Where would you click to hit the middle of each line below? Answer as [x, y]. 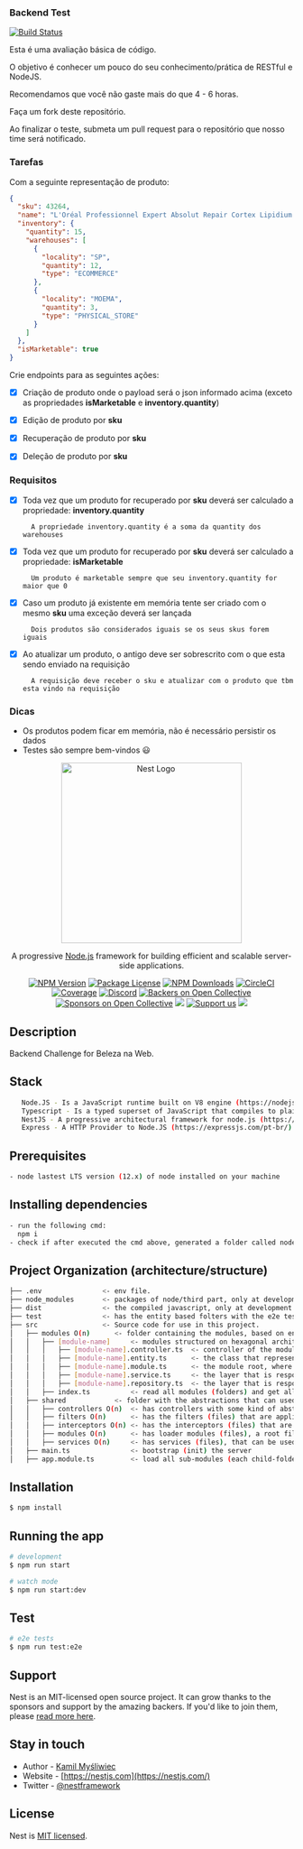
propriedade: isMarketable [73, 561]
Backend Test [40, 13]
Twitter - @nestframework [71, 1785]
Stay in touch [47, 1745]
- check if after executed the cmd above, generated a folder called [143, 1243]
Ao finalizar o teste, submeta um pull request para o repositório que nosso [147, 129]
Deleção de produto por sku [75, 457]
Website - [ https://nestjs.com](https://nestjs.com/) [116, 1776]
